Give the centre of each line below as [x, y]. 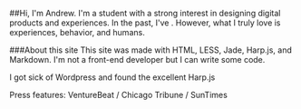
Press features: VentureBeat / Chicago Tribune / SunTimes [119, 95]
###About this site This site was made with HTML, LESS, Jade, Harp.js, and [150, 50]
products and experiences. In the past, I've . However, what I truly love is [145, 23]
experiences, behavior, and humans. [77, 32]
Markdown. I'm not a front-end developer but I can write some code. [137, 59]
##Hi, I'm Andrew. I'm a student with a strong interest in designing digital [145, 13]
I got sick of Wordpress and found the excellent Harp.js [112, 77]
